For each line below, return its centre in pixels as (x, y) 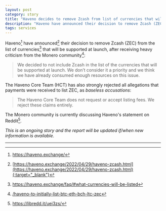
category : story (22, 14)
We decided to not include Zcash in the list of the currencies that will (87, 65)
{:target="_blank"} (31, 174)
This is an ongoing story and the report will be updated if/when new (74, 130)
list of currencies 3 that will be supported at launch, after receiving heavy (79, 49)
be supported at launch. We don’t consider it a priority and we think (86, 70)
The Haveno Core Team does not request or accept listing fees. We (86, 100)
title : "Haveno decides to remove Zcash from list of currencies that (79, 19)
